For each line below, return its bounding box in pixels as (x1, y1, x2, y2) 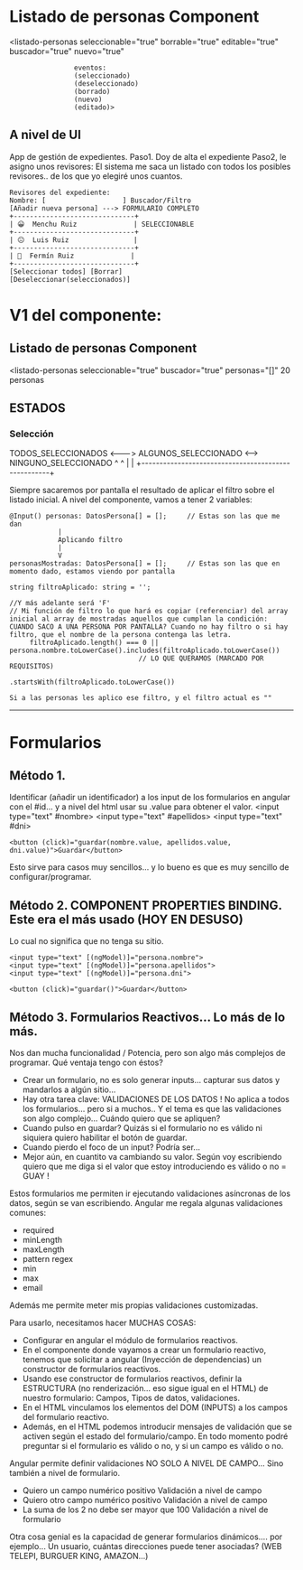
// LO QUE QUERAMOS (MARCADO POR (138, 654, 264, 663)
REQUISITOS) (9, 662, 54, 671)
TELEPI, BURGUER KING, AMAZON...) (9, 1551, 149, 1562)
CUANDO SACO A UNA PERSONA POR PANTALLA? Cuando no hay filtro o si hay (9, 622, 289, 631)
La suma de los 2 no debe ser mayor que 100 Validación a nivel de (22, 1504, 269, 1515)
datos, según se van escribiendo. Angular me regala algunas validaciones (9, 1198, 283, 1209)
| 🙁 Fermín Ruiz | (9, 251, 135, 260)
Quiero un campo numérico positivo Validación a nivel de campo (22, 1485, 262, 1496)
